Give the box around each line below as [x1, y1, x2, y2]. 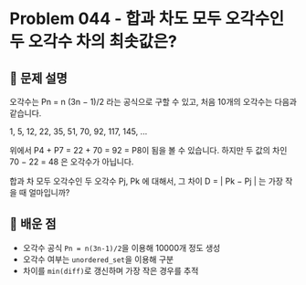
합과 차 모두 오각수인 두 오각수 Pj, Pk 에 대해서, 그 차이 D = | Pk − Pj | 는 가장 [9, 175, 283, 186]
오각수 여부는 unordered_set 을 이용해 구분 [22, 253, 174, 265]
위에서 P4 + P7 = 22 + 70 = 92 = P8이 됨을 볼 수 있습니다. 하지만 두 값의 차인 [9, 145, 288, 155]
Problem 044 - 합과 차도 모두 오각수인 [9, 8, 285, 29]
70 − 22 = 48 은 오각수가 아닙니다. [9, 156, 134, 167]
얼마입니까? [28, 187, 70, 197]
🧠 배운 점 [9, 216, 57, 232]
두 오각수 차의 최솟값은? [9, 31, 178, 52]
